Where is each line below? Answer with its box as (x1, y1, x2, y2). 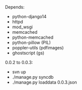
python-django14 (12, 14, 47, 19)
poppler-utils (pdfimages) (12, 45, 64, 50)
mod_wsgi (12, 24, 33, 30)
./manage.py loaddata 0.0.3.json (12, 79, 77, 85)
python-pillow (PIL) (12, 40, 51, 45)
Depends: (5, 4, 25, 10)
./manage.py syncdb (12, 74, 54, 80)
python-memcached (12, 34, 54, 40)
